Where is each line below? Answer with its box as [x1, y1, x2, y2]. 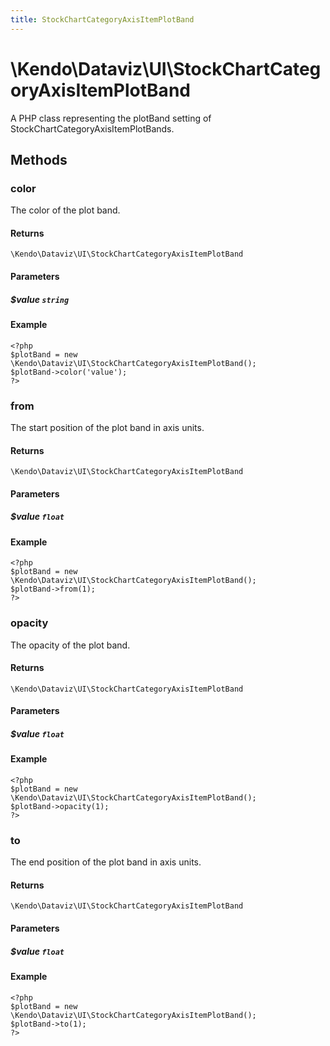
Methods [10, 151, 68, 168]
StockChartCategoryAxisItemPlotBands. [10, 122, 175, 135]
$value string [10, 293, 70, 305]
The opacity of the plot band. [10, 639, 131, 651]
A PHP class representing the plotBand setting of [10, 112, 212, 124]
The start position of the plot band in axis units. [10, 421, 205, 433]
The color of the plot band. [10, 204, 121, 216]
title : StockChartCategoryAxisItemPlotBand [10, 14, 195, 25]
